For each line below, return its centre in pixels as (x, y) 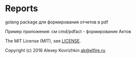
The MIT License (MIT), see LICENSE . (43, 41)
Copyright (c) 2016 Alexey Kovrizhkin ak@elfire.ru (55, 50)
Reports (22, 9)
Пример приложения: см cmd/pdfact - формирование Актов (68, 31)
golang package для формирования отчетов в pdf (57, 22)
